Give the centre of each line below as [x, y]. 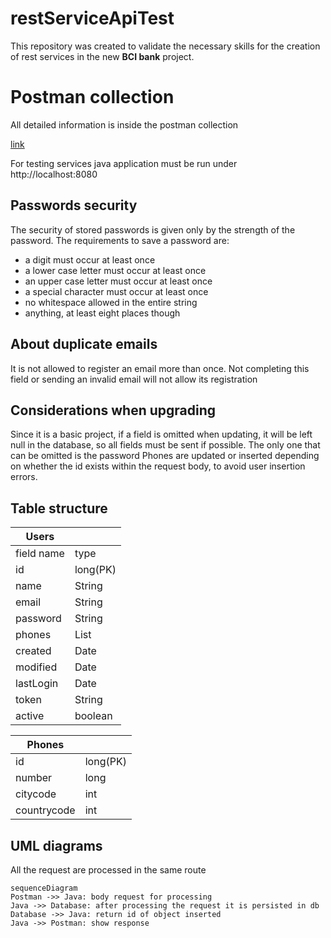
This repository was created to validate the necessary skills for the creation [165, 46]
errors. [24, 477]
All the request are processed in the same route [108, 869]
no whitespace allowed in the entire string [111, 302]
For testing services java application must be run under [124, 163]
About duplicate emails [84, 344]
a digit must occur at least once [90, 259]
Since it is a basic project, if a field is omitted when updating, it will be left [161, 434]
